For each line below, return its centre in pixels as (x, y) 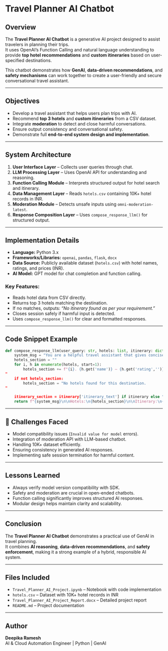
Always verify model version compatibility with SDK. (66, 487)
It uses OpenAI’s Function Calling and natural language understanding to (79, 50)
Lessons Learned (32, 475)
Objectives (22, 101)
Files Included (27, 577)
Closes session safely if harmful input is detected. (64, 313)
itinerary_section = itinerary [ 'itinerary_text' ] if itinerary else (87, 397)
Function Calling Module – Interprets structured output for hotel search (86, 182)
